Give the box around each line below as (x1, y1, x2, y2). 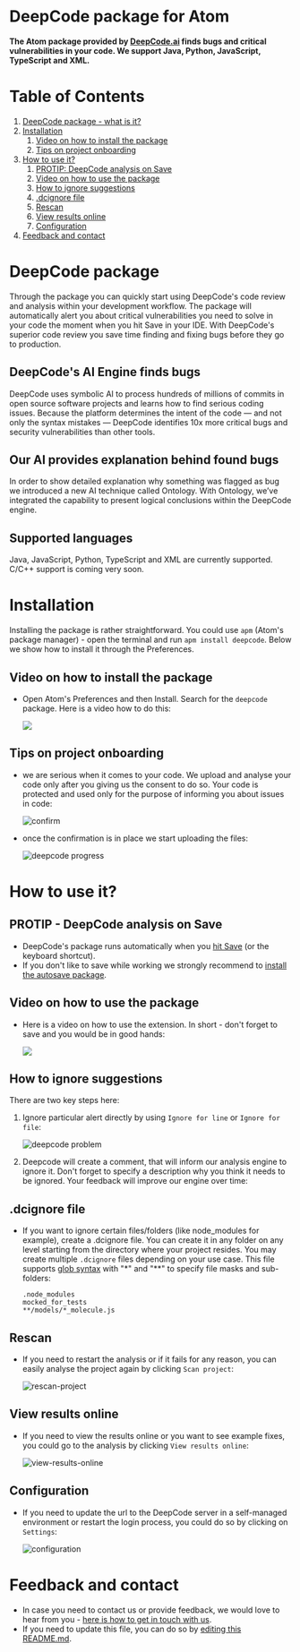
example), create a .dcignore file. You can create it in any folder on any (21, 1235, 284, 1245)
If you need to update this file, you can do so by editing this (21, 1623, 242, 1634)
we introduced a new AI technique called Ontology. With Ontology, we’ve (9, 485, 279, 496)
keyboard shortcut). (21, 950, 96, 961)
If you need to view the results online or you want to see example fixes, (21, 1430, 285, 1441)
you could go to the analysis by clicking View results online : (21, 1440, 249, 1451)
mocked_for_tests (21, 1298, 88, 1307)
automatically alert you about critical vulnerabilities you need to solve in (9, 310, 274, 321)
